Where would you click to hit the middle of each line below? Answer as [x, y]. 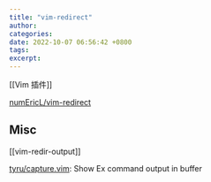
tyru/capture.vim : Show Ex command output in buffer [106, 168]
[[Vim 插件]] [31, 84]
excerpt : [25, 58]
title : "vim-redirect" [51, 17]
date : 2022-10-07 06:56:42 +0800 [71, 42]
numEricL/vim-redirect [50, 102]
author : [23, 26]
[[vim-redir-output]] [45, 151]
